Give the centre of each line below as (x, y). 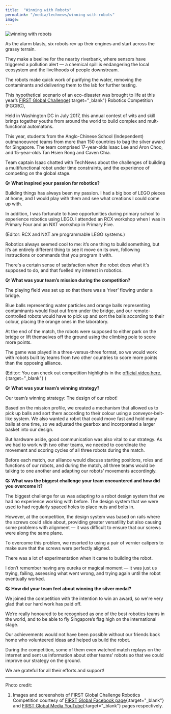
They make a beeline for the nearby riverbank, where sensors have (76, 59)
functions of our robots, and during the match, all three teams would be (80, 465)
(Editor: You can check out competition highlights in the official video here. (83, 373)
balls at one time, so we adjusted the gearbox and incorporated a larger (80, 424)
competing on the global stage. (38, 173)
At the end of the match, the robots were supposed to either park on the (81, 332)
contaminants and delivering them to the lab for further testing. (71, 85)
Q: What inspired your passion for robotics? (53, 183)
